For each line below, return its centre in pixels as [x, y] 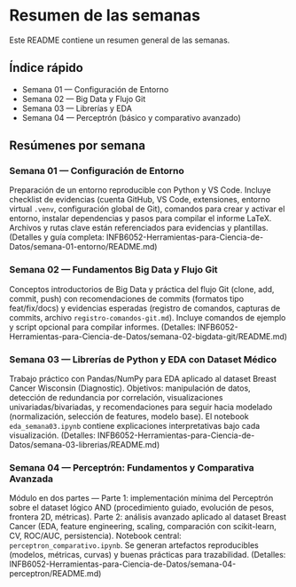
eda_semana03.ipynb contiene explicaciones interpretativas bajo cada [135, 426]
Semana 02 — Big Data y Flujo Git [84, 99]
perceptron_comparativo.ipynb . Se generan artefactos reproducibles [134, 545]
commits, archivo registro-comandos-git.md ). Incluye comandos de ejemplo [148, 317]
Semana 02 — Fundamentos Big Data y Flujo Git [114, 270]
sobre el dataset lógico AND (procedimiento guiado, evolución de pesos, [142, 508]
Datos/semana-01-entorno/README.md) [83, 247]
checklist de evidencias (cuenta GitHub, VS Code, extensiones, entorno [140, 200]
